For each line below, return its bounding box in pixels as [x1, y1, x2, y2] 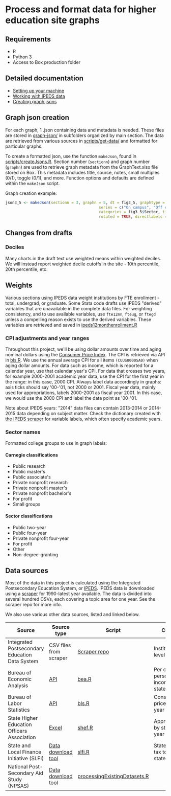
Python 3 [12, 54, 32, 60]
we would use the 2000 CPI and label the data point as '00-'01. [5, 395, 137, 401]
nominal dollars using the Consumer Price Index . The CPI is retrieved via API [5, 351, 165, 357]
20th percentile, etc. [5, 266, 48, 272]
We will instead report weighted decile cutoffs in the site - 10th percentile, [5, 261, 160, 267]
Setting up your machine [12, 87, 65, 94]
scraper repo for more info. [5, 602, 62, 608]
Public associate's [12, 474, 51, 480]
